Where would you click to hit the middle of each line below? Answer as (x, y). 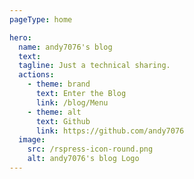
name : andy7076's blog (65, 47)
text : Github (63, 121)
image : (32, 140)
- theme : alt (54, 112)
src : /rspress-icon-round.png (90, 149)
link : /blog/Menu (72, 102)
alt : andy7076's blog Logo (83, 159)
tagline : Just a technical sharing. (94, 66)
